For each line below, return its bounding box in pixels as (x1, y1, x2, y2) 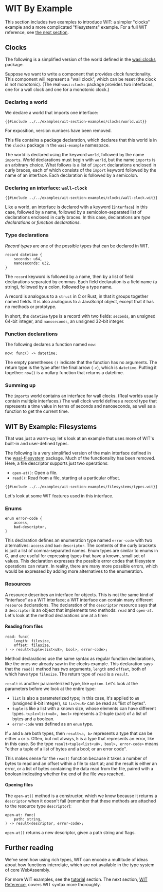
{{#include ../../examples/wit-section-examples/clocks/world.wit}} (5, 119, 147, 124)
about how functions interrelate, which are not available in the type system (5, 862, 155, 868)
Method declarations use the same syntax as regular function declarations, (5, 655, 155, 661)
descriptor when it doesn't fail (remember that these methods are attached (5, 798, 156, 804)
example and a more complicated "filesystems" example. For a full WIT (5, 24, 147, 30)
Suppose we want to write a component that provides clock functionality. (5, 71, 152, 77)
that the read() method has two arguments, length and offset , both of (5, 666, 146, 672)
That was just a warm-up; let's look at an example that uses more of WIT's (5, 436, 154, 441)
